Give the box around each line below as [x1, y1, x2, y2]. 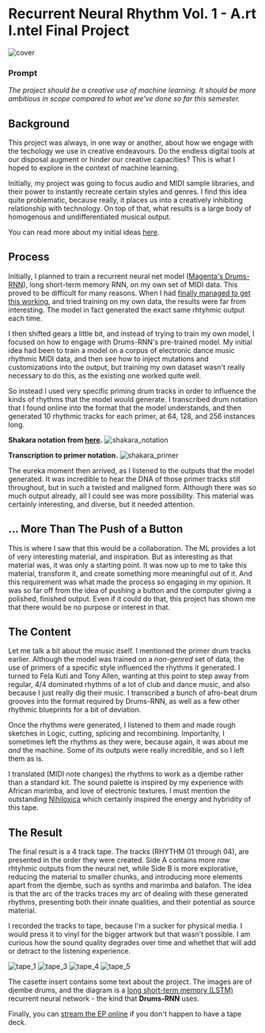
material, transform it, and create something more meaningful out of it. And [8, 568, 253, 578]
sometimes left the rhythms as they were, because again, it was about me [8, 737, 249, 746]
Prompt [8, 67, 38, 78]
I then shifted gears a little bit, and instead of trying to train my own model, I [8, 329, 255, 338]
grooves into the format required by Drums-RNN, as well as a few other [8, 697, 240, 706]
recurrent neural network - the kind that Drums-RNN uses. [8, 994, 199, 1004]
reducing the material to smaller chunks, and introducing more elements [8, 872, 243, 882]
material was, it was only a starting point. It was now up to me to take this [8, 560, 248, 570]
